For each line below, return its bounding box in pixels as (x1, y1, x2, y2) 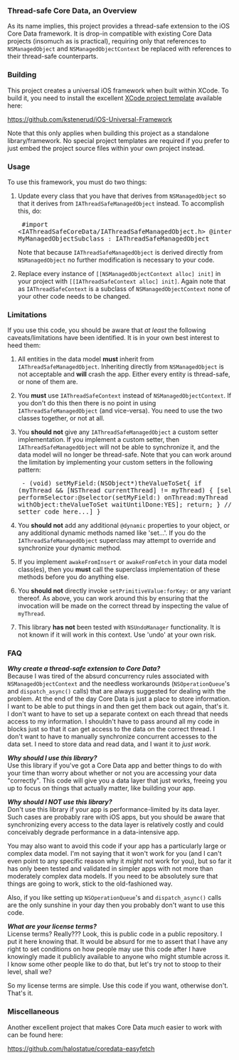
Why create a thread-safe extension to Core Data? (7, 664, 161, 673)
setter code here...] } (17, 508, 101, 516)
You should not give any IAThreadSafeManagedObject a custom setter (17, 428, 218, 436)
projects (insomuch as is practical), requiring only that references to (7, 37, 206, 46)
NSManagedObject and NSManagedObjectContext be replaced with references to (7, 45, 232, 53)
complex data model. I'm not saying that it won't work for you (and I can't (7, 849, 222, 858)
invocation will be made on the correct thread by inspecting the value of (17, 602, 229, 610)
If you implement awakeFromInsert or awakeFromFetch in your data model (17, 558, 228, 566)
